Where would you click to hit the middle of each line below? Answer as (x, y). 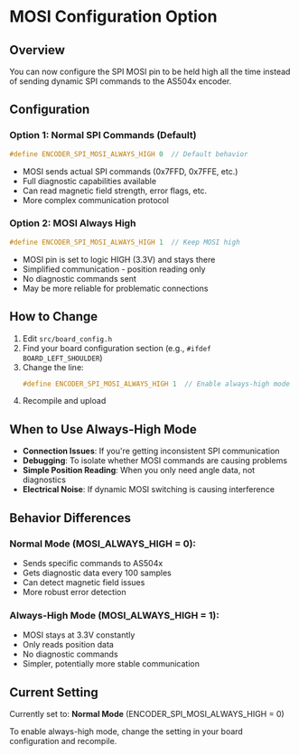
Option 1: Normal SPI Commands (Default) (103, 135)
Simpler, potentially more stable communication (111, 664)
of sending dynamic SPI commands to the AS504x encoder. (121, 81)
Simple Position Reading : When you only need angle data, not (139, 471)
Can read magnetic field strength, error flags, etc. (115, 191)
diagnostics (44, 480)
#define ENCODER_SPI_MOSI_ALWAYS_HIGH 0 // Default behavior (129, 154)
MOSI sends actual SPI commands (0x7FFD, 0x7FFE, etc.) (130, 171)
